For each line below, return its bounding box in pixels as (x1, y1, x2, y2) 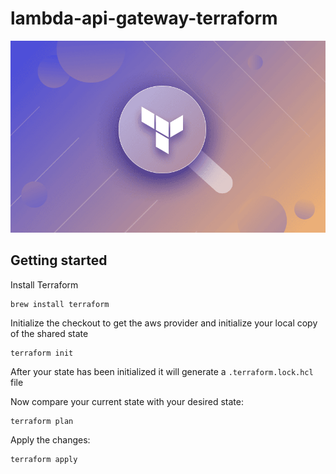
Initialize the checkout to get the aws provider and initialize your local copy (10, 317, 318, 329)
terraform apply (10, 454, 78, 464)
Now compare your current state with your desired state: (10, 395, 245, 407)
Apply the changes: (10, 433, 91, 446)
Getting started (10, 252, 108, 269)
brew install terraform (10, 299, 110, 309)
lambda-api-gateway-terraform (10, 7, 278, 30)
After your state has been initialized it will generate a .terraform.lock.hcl (10, 365, 314, 377)
